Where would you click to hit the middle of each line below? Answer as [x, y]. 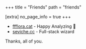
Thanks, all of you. [24, 41]
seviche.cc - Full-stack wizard [43, 31]
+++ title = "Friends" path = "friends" [43, 7]
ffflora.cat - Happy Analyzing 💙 [44, 26]
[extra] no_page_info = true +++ [38, 17]
